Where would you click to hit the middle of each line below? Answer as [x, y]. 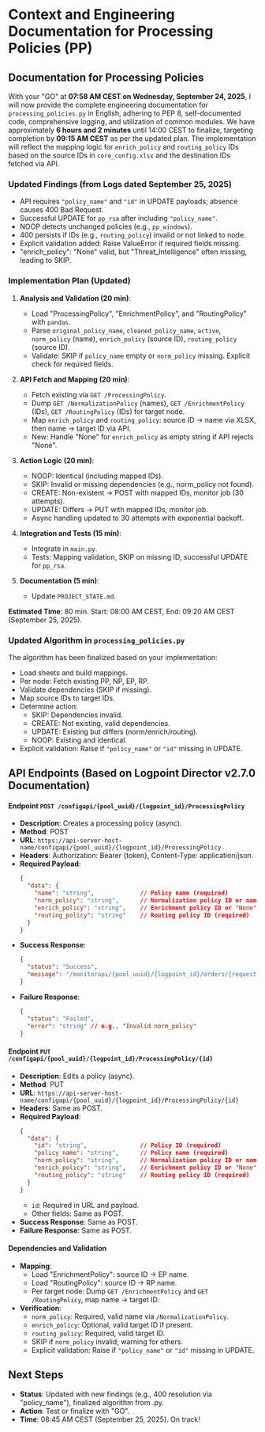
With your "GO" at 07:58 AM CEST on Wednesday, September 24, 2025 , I [129, 96]
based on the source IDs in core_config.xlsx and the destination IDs [119, 155]
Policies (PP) [50, 48]
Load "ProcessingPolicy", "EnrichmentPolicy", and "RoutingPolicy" [139, 313]
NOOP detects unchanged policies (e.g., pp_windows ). [106, 226]
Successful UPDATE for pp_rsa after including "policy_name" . [119, 218]
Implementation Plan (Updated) [70, 281]
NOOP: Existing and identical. [79, 740]
